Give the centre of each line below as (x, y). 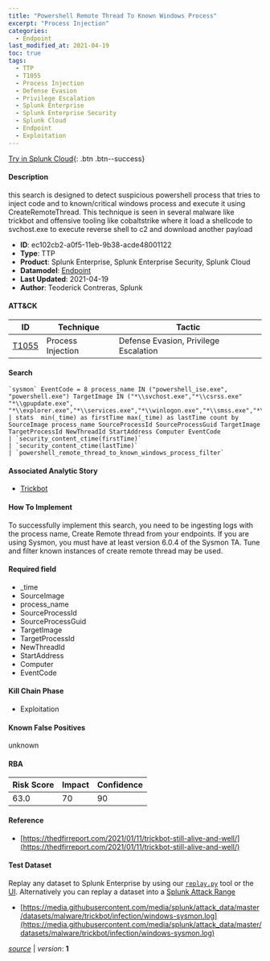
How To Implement (40, 507)
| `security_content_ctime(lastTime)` (73, 446)
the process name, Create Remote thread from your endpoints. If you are (129, 533)
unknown (24, 745)
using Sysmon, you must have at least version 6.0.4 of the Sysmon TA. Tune (134, 542)
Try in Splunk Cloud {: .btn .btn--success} (77, 159)
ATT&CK (23, 306)
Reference (26, 820)
